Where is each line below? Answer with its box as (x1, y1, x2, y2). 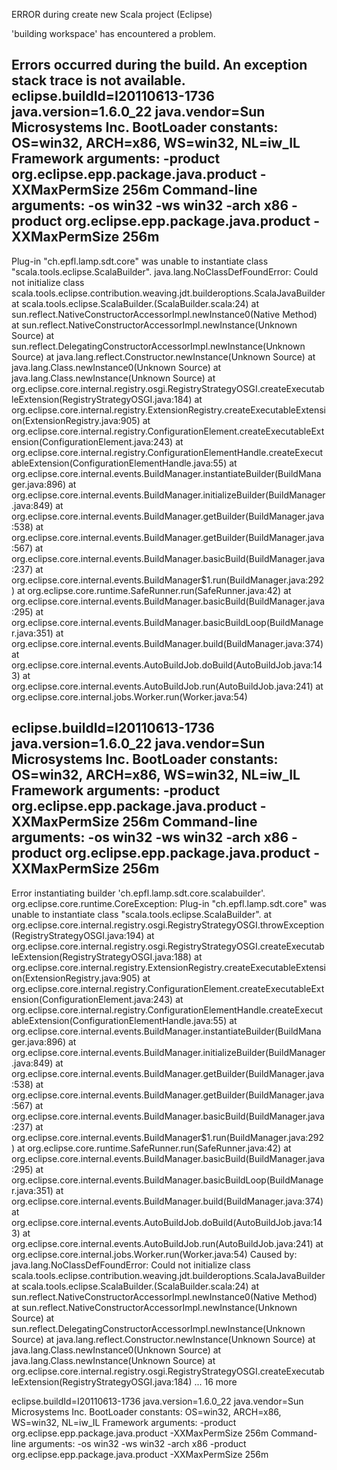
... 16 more (194, 1375, 238, 1388)
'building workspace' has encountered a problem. (11, 28, 216, 39)
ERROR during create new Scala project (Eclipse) (11, 9, 213, 20)
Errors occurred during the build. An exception (11, 57, 308, 74)
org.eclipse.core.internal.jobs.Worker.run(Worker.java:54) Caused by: (11, 1248, 298, 1260)
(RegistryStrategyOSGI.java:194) (11, 929, 145, 941)
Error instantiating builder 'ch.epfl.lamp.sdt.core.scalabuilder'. (11, 887, 266, 899)
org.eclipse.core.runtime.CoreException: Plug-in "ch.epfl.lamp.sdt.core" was (11, 897, 327, 909)
